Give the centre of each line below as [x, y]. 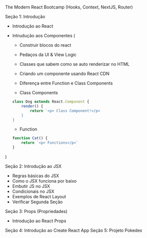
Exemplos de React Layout [39, 197]
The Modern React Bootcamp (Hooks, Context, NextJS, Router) [69, 7]
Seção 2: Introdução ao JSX [33, 166]
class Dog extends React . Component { [51, 102]
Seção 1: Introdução [25, 16]
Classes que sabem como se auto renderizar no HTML [74, 64]
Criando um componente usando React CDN [64, 74]
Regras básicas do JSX [36, 176]
